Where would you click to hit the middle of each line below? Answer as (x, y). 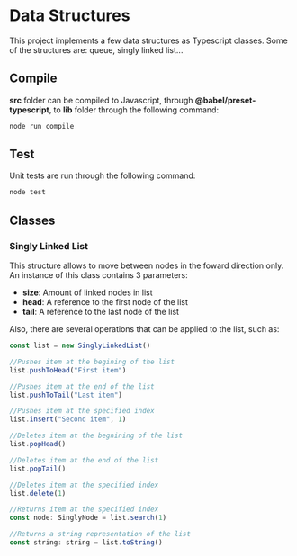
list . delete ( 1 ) (38, 493)
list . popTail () (38, 469)
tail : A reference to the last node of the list (101, 312)
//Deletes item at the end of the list (84, 460)
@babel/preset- (225, 100)
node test (28, 193)
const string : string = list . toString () (86, 543)
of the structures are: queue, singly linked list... (96, 49)
